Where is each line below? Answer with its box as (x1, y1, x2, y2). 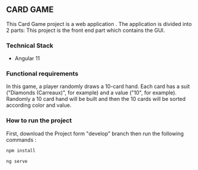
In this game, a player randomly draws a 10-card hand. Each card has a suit (6, 83, 190, 90)
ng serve (6, 158, 28, 164)
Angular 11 (14, 55, 40, 62)
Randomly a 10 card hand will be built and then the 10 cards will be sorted (6, 96, 186, 103)
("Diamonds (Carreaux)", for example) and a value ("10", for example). (6, 89, 177, 96)
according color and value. (6, 102, 72, 109)
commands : (6, 136, 37, 143)
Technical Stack (6, 41, 53, 50)
